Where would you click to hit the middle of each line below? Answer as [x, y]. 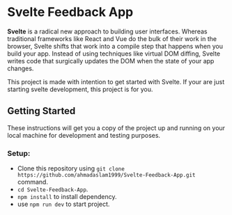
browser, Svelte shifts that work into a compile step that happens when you [115, 46]
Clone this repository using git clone [71, 168]
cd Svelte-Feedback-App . [53, 189]
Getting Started [41, 111]
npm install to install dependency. [67, 197]
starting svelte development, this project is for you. [80, 89]
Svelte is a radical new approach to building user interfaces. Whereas [107, 31]
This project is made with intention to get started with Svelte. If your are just [116, 81]
